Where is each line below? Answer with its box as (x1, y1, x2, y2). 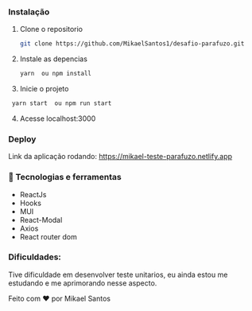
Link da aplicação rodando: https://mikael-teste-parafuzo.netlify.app (8, 152, 233, 161)
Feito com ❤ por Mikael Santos (8, 294, 111, 303)
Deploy (8, 134, 37, 145)
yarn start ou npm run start (11, 99, 112, 107)
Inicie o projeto (19, 84, 69, 94)
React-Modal (19, 215, 63, 224)
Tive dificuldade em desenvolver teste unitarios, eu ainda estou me (8, 270, 228, 279)
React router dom (19, 231, 78, 241)
